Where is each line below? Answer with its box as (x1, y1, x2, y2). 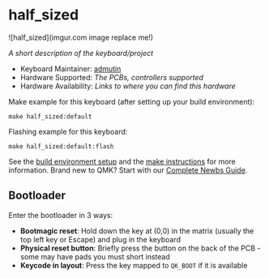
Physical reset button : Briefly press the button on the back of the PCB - (19, 243, 261, 253)
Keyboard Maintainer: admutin (19, 63, 122, 74)
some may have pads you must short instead (19, 251, 170, 261)
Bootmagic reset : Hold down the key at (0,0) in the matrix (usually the (19, 225, 254, 236)
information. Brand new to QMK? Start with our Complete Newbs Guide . (8, 165, 248, 175)
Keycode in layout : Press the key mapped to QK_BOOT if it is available (19, 260, 248, 270)
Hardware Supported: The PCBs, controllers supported (19, 72, 204, 82)
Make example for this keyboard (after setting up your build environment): (8, 96, 255, 106)
